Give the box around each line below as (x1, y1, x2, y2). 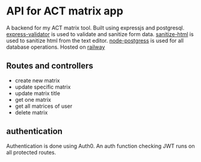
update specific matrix (14, 83, 71, 90)
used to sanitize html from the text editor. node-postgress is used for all (6, 37, 184, 44)
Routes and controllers (6, 61, 93, 71)
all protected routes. (6, 149, 57, 156)
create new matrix (14, 76, 60, 84)
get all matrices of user (14, 102, 73, 110)
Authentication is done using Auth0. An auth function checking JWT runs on (6, 142, 195, 149)
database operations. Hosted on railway (6, 43, 105, 51)
